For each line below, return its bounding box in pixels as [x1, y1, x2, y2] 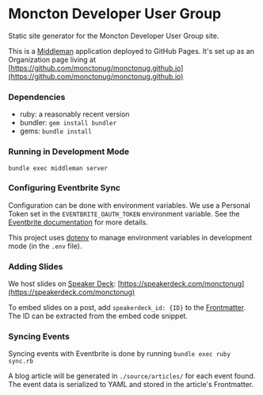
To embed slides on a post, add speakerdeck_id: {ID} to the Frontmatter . [8, 303, 246, 313]
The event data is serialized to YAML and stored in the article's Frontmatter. [8, 380, 254, 389]
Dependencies [8, 91, 66, 102]
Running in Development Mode [8, 146, 129, 157]
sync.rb [8, 358, 34, 366]
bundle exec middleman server [8, 164, 109, 172]
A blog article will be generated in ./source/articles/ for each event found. [8, 371, 256, 381]
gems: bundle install [19, 126, 93, 136]
